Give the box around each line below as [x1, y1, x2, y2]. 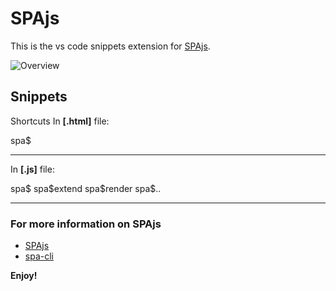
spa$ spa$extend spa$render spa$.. [10, 182, 162, 194]
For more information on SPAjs [10, 217, 162, 231]
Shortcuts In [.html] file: [10, 115, 110, 127]
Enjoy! [10, 270, 38, 282]
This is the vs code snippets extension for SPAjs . [10, 40, 211, 52]
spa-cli [24, 250, 54, 262]
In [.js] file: [10, 163, 55, 175]
